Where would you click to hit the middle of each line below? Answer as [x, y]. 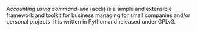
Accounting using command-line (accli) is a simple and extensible [89, 9]
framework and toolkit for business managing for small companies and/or [99, 15]
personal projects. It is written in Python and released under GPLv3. [91, 22]
